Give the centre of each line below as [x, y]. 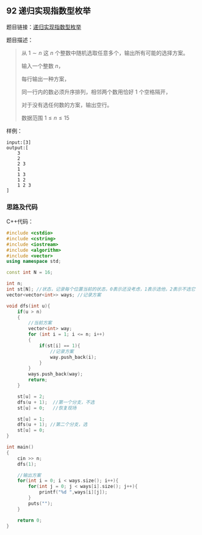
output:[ [17, 148]
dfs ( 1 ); [27, 464]
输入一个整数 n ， [42, 65]
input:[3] [19, 142]
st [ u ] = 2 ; [31, 396]
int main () [20, 447]
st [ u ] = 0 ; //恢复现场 [47, 408]
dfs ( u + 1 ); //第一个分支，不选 [56, 402]
